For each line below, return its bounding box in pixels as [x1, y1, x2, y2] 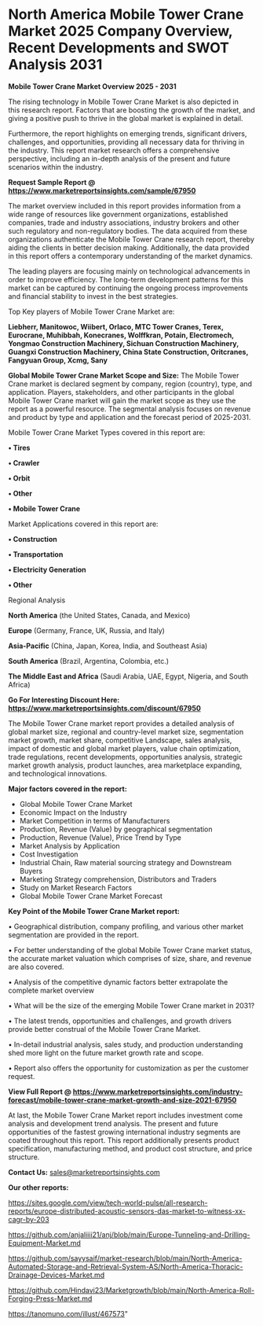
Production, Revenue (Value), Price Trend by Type [19, 832, 182, 842]
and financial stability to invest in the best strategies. [8, 291, 178, 300]
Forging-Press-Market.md [8, 1294, 93, 1303]
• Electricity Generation [8, 565, 86, 574]
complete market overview [8, 985, 94, 995]
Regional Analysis [8, 595, 66, 605]
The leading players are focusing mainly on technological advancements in [8, 266, 250, 276]
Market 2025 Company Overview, [8, 22, 233, 40]
